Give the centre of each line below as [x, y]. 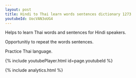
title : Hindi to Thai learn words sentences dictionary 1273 [68, 14]
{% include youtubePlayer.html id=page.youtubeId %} [59, 61]
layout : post [18, 10]
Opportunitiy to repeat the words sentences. [49, 42]
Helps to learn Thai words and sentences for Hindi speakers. [66, 33]
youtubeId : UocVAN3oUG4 [29, 19]
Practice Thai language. [29, 51]
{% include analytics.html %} [34, 70]
